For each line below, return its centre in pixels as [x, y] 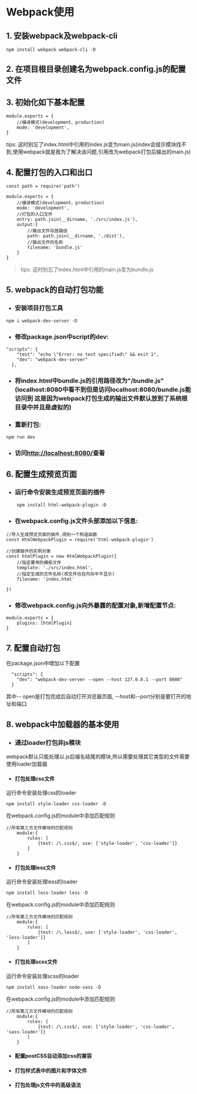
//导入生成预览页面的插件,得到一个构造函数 [52, 535]
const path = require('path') [43, 187]
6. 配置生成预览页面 [42, 474]
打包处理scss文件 [36, 961]
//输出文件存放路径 [47, 231]
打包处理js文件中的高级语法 [48, 1085]
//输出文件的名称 [45, 243]
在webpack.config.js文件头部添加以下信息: [76, 521]
